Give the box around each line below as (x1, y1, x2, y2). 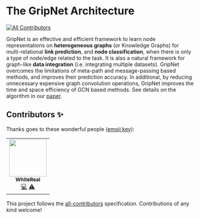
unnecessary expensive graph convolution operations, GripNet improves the (6, 79, 194, 87)
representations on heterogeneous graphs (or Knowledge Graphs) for (6, 42, 179, 49)
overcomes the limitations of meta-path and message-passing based (6, 67, 176, 74)
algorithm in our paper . (6, 92, 63, 99)
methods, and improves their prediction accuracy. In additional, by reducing (6, 73, 192, 80)
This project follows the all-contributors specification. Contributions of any (6, 200, 190, 207)
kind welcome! (6, 206, 42, 213)
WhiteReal (15, 176, 41, 183)
